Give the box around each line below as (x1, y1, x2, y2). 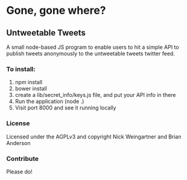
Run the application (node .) (14, 98, 84, 105)
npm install (14, 79, 43, 86)
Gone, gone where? (6, 4, 107, 17)
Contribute (6, 154, 39, 163)
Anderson (6, 139, 31, 146)
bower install (14, 85, 47, 92)
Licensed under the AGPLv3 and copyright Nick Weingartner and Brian (6, 133, 182, 140)
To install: (6, 64, 36, 73)
